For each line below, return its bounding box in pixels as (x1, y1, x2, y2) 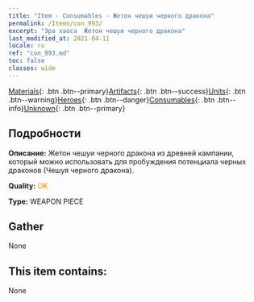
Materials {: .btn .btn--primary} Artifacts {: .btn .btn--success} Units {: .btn (8, 86, 246, 96)
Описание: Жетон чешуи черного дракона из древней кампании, (8, 148, 235, 158)
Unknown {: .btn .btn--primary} (23, 103, 126, 113)
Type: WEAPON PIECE (8, 197, 84, 206)
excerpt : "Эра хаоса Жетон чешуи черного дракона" (8, 27, 185, 35)
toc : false (8, 57, 45, 65)
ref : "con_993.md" (8, 49, 70, 57)
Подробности (8, 126, 81, 141)
